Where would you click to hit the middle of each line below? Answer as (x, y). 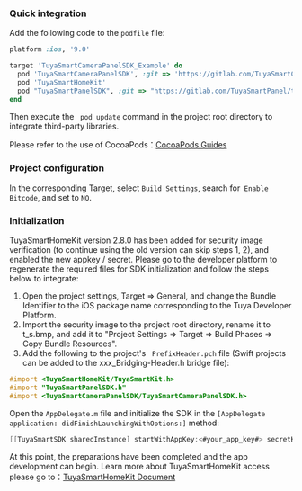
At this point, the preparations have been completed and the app (129, 456)
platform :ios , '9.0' (50, 49)
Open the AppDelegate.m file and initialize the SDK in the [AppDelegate (138, 413)
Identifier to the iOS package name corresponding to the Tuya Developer (157, 306)
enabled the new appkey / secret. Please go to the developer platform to (143, 260)
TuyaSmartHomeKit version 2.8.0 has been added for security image (136, 240)
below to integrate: (44, 279)
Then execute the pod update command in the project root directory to (141, 116)
